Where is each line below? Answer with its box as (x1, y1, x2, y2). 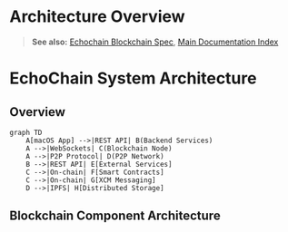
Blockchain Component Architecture (9, 208, 221, 224)
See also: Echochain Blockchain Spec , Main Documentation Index (31, 36, 279, 47)
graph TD (9, 128, 43, 137)
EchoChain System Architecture (9, 68, 257, 89)
